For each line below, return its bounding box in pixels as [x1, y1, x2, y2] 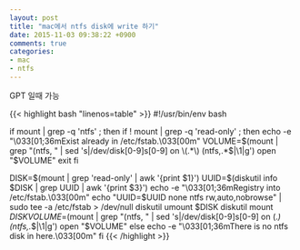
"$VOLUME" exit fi [9, 155, 79, 165]
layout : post [9, 13, 59, 23]
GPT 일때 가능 [9, 90, 60, 101]
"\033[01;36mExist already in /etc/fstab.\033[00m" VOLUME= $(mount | [9, 135, 279, 146]
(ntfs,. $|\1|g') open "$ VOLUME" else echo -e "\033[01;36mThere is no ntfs [9, 220, 289, 232]
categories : [9, 47, 55, 56]
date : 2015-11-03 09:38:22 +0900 [9, 30, 136, 39]
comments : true [9, 38, 67, 48]
